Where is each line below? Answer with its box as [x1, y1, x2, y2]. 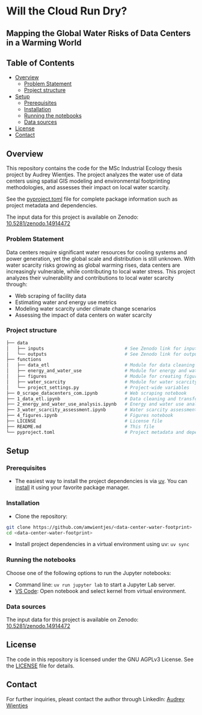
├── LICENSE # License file [6, 418, 163, 424]
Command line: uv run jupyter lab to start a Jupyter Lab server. [14, 581, 176, 588]
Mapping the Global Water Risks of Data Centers [6, 28, 191, 38]
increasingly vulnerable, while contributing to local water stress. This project [6, 267, 195, 275]
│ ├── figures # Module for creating [6, 374, 182, 380]
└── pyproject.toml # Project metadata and [6, 429, 185, 435]
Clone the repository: [14, 513, 68, 520]
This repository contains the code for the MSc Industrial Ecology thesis [6, 165, 182, 172]
